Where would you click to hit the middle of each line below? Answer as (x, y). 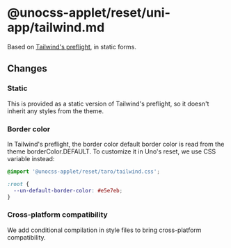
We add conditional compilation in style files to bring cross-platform (104, 230)
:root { (18, 184)
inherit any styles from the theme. (56, 111)
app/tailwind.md (56, 27)
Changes (27, 68)
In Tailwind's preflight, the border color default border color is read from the (116, 144)
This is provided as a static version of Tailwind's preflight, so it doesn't (108, 104)
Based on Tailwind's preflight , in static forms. (72, 47)
